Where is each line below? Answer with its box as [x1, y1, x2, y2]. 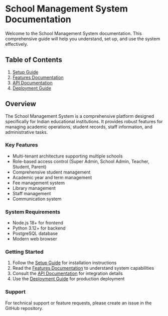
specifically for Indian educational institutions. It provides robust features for [5, 118, 163, 124]
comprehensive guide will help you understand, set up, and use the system [5, 36, 160, 42]
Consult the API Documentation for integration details [12, 270, 123, 277]
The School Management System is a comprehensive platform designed [5, 113, 154, 119]
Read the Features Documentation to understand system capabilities [12, 265, 154, 271]
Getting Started [5, 249, 44, 256]
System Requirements [5, 208, 61, 215]
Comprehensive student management [12, 169, 91, 175]
